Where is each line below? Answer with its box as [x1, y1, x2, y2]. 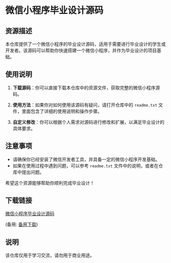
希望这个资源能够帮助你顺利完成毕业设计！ [5, 179, 95, 186]
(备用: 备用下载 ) [5, 221, 38, 227]
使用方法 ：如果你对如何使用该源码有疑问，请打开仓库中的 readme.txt [12, 101, 158, 108]
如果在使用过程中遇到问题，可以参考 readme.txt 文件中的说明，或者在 [12, 163, 159, 169]
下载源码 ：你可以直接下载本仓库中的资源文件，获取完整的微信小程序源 [12, 85, 160, 91]
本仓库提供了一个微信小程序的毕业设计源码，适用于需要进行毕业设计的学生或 [5, 41, 166, 47]
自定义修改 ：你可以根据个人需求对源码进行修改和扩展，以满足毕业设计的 [12, 119, 164, 125]
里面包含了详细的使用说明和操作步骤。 [21, 108, 102, 114]
